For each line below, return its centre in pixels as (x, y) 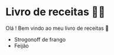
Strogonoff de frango (40, 39)
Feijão (21, 46)
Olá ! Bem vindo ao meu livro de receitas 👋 (57, 28)
